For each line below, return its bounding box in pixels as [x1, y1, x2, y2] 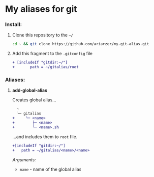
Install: [5, 21, 22, 28]
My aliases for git [5, 3, 77, 15]
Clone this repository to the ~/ [12, 32, 73, 38]
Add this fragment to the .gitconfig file [12, 51, 92, 57]
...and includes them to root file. [12, 134, 78, 140]
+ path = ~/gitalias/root [12, 65, 79, 70]
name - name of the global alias [19, 166, 82, 172]
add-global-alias [12, 88, 48, 93]
